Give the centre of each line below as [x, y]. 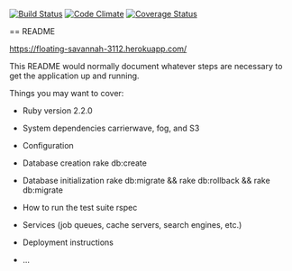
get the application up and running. [74, 76]
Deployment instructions [68, 242]
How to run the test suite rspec [80, 208]
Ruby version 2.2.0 [57, 111]
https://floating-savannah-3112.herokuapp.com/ [98, 49]
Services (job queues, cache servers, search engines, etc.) [132, 225]
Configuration [48, 145]
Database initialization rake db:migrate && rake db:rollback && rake [146, 181]
